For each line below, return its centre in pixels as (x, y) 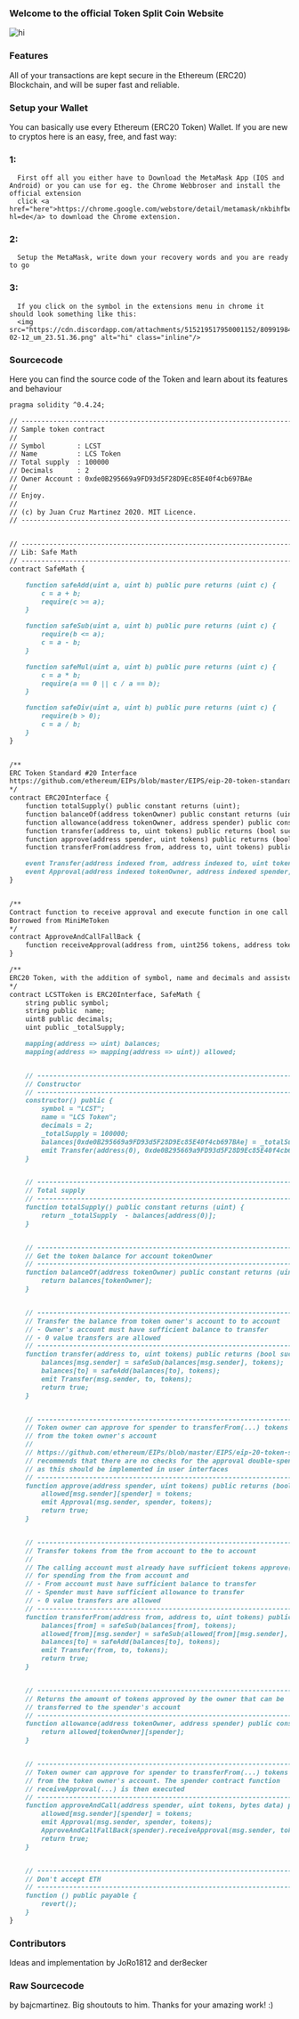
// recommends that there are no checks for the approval (135, 1461)
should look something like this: (73, 314)
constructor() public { (69, 1101)
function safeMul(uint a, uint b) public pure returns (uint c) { (151, 667)
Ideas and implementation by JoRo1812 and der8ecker (109, 1963)
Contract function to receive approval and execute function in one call (149, 912)
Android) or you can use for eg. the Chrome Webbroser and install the (145, 186)
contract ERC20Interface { (59, 798)
